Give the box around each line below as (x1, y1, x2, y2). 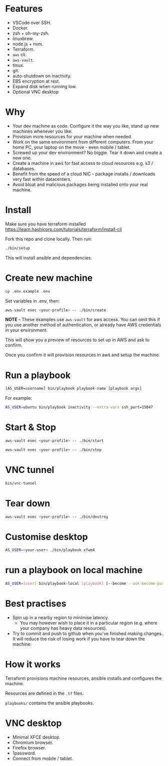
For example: (5, 395, 32, 401)
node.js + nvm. (12, 41, 43, 47)
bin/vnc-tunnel (5, 480, 37, 486)
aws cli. (12, 51, 27, 58)
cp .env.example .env (5, 289, 50, 294)
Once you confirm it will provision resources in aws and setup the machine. (5, 352, 160, 358)
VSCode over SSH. (12, 20, 51, 26)
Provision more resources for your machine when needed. (12, 133, 132, 139)
